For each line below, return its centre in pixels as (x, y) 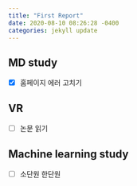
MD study (33, 62)
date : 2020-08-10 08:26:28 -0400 (64, 23)
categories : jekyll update (53, 30)
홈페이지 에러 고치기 (51, 83)
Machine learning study (68, 154)
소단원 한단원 (40, 174)
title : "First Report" (46, 15)
